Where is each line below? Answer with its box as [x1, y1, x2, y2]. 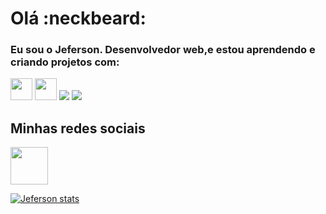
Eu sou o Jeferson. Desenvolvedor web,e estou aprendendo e [10, 43, 316, 57]
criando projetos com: [10, 55, 120, 69]
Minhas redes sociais [10, 120, 146, 137]
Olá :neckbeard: [10, 7, 147, 30]
